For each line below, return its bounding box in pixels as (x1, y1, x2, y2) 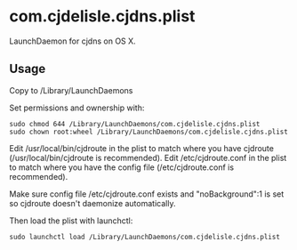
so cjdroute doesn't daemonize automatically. (9, 198, 176, 208)
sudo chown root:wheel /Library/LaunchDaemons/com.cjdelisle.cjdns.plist (9, 127, 289, 136)
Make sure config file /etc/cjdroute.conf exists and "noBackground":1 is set (9, 189, 285, 199)
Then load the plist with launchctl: (9, 215, 133, 226)
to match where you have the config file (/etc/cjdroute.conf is (9, 162, 234, 173)
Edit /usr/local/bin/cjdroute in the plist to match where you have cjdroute (9, 142, 274, 153)
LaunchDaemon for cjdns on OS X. (9, 36, 136, 46)
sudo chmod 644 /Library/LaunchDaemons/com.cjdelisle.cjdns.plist (9, 119, 261, 128)
